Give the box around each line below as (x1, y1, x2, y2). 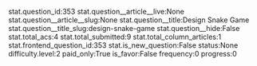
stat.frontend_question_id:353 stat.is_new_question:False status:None (8, 41, 239, 50)
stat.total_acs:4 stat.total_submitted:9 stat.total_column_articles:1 (8, 32, 222, 41)
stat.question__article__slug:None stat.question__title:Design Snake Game (8, 15, 250, 25)
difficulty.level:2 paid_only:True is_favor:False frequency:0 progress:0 (8, 49, 237, 58)
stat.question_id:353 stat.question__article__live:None (8, 7, 185, 16)
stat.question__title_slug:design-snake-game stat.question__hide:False (8, 24, 240, 33)
